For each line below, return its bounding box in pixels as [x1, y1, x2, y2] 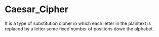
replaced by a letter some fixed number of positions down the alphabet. [5, 25, 154, 31]
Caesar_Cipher [5, 4, 69, 15]
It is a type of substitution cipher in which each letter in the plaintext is [5, 20, 151, 26]
